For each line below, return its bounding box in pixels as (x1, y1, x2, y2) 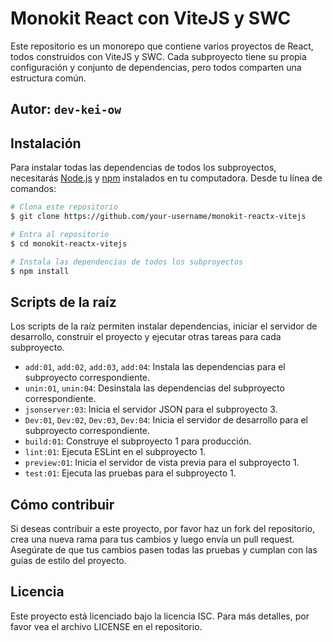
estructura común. (10, 72, 87, 84)
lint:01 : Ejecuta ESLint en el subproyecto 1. (24, 446, 207, 458)
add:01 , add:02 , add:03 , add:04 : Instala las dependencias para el (24, 361, 286, 373)
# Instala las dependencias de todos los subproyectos (10, 257, 244, 267)
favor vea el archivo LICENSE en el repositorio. (10, 620, 203, 632)
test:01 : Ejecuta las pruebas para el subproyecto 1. (24, 467, 237, 479)
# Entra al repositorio (10, 229, 110, 239)
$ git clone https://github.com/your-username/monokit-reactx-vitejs (10, 212, 307, 222)
